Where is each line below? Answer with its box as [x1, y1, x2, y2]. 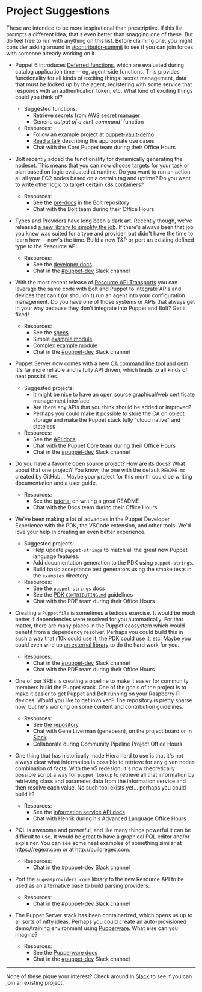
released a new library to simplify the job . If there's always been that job [14, 223, 194, 230]
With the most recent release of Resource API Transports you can [14, 278, 178, 286]
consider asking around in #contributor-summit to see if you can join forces [6, 43, 194, 51]
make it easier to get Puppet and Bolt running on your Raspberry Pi [14, 690, 181, 697]
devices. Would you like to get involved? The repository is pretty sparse [14, 696, 192, 703]
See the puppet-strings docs [32, 585, 105, 592]
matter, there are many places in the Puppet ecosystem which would [14, 622, 185, 629]
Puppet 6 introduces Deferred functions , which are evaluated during [14, 61, 185, 69]
